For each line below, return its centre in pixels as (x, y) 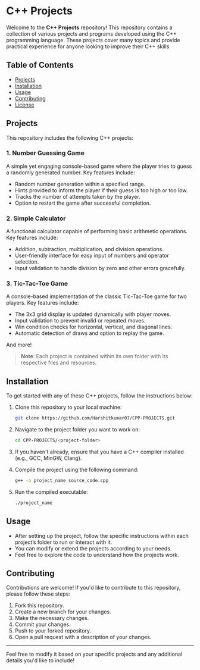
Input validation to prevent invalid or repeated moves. (80, 321)
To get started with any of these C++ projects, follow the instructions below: (99, 396)
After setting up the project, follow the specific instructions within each (102, 536)
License (24, 105)
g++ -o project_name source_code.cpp (62, 481)
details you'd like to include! (40, 660)
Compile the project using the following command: (76, 470)
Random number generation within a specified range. (80, 184)
